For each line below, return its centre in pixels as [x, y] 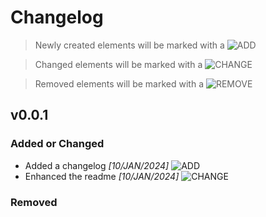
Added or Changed [57, 144]
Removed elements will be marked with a [119, 83]
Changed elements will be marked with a [118, 64]
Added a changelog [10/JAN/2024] [97, 165]
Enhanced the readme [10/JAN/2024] [102, 176]
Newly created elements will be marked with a [129, 45]
